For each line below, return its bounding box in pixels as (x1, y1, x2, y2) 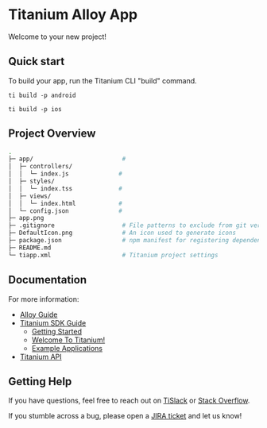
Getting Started (31, 326, 82, 336)
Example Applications (31, 343, 103, 353)
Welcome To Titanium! (31, 335, 106, 345)
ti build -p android (8, 91, 77, 99)
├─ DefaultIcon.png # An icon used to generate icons (8, 229, 237, 237)
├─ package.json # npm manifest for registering (8, 237, 229, 245)
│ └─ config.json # (8, 206, 123, 215)
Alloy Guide (19, 310, 58, 319)
